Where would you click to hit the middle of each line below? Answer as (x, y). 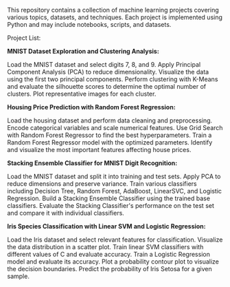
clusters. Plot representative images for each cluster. (82, 94)
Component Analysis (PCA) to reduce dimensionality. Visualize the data (108, 72)
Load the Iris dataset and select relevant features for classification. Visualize (115, 240)
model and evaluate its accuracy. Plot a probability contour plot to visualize (113, 262)
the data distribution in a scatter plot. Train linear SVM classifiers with (105, 247)
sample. (18, 276)
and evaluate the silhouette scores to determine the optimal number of (107, 86)
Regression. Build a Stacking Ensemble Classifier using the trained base (109, 198)
